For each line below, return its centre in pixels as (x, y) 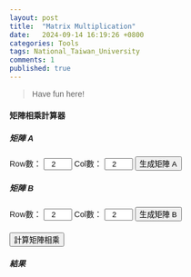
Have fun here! (58, 94)
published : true (40, 69)
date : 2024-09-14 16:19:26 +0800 (77, 35)
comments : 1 (32, 60)
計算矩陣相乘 (37, 240)
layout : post (34, 18)
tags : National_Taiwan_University (75, 52)
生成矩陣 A (158, 164)
